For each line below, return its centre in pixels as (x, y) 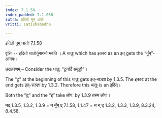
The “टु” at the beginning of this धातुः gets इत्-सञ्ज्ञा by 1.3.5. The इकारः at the (81, 79)
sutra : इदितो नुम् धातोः (25, 19)
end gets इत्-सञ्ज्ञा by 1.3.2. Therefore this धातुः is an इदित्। (63, 85)
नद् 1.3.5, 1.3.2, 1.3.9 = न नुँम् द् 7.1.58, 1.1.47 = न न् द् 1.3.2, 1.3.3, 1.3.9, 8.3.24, (80, 105)
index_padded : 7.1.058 (29, 15)
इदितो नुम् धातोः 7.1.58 (24, 43)
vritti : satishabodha (28, 24)
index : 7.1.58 (20, 10)
